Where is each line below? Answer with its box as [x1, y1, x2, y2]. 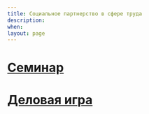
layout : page [7, 29, 45, 37]
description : [7, 17, 45, 24]
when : [7, 23, 23, 30]
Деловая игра [7, 92, 93, 108]
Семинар [7, 60, 64, 76]
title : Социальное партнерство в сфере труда [7, 10, 142, 17]
